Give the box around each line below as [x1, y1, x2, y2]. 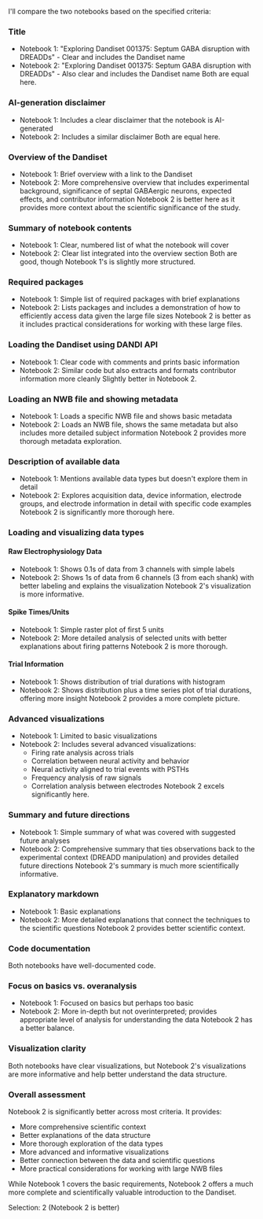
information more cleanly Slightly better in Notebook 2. [19, 374, 197, 383]
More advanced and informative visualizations [19, 1147, 170, 1156]
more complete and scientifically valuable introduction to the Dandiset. [8, 1188, 237, 1197]
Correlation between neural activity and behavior [31, 756, 190, 766]
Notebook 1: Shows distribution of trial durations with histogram [19, 677, 225, 686]
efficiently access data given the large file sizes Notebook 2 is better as [19, 311, 251, 321]
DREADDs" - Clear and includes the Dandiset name [19, 53, 186, 62]
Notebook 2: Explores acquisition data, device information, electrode [19, 491, 242, 501]
